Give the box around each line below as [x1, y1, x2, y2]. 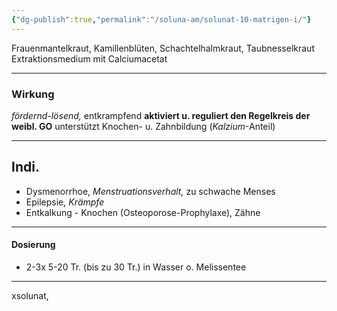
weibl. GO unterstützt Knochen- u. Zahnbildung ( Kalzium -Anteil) [11, 120, 276, 132]
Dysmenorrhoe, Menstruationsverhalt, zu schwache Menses [25, 185, 276, 197]
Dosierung [11, 239, 56, 251]
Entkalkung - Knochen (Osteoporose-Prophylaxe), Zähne [25, 206, 261, 218]
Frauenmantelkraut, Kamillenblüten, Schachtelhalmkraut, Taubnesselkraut [11, 42, 315, 54]
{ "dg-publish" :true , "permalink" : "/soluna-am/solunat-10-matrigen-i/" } [11, 14, 312, 25]
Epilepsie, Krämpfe [25, 196, 105, 208]
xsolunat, [11, 289, 49, 301]
